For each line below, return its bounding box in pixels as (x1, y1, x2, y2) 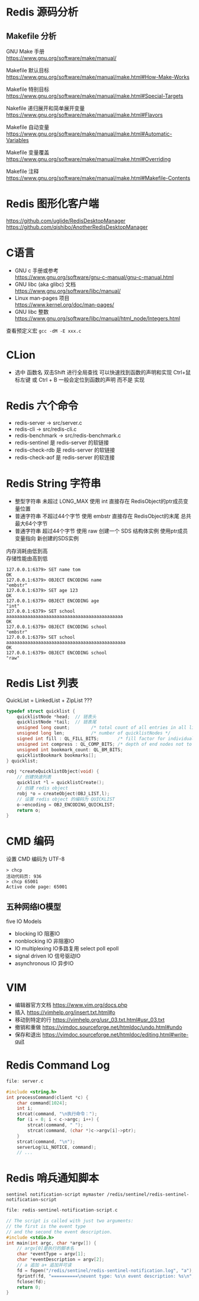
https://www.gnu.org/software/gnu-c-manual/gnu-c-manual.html (14, 273, 174, 281)
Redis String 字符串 (6, 477, 101, 490)
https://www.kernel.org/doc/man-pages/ (14, 301, 114, 308)
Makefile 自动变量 (6, 124, 50, 131)
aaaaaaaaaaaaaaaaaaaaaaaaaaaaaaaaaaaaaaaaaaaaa (6, 640, 126, 645)
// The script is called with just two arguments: (6, 1218, 134, 1224)
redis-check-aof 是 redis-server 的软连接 (14, 453, 115, 461)
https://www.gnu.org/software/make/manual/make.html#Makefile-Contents (6, 175, 191, 181)
